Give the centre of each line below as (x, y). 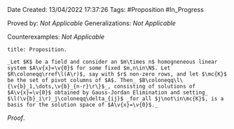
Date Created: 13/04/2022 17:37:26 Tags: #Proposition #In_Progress (106, 9)
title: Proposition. (37, 50)
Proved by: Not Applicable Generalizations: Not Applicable (92, 23)
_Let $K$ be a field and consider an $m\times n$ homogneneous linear (112, 62)
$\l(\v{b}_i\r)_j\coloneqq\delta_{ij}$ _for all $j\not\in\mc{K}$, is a (116, 99)
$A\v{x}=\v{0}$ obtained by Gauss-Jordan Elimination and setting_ (108, 93)
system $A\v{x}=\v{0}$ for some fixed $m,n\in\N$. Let (89, 68)
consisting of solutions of (155, 86)
